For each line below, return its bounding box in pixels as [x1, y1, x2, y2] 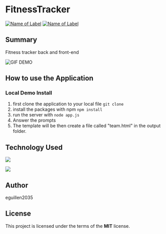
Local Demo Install [5, 89, 52, 96]
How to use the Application [5, 74, 94, 83]
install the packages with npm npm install [12, 106, 102, 112]
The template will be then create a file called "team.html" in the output [12, 123, 161, 129]
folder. [12, 128, 27, 134]
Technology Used [5, 143, 63, 152]
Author [5, 181, 28, 189]
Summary [5, 35, 37, 44]
